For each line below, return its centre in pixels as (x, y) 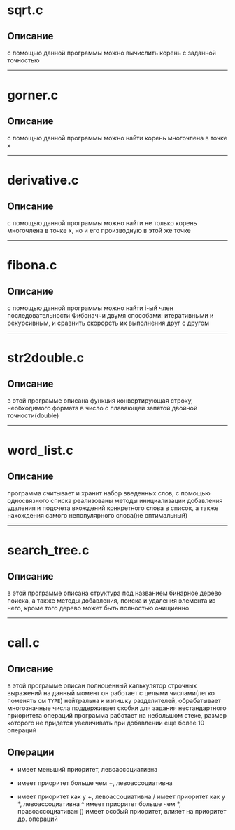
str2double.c (45, 358)
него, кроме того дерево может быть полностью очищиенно (98, 608)
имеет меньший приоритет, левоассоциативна (87, 769)
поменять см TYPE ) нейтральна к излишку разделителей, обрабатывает (114, 701)
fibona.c (32, 266)
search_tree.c (48, 550)
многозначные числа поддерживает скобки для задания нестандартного (117, 708)
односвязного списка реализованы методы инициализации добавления (115, 501)
